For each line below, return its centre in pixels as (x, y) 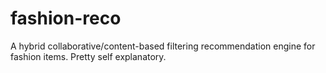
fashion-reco (66, 18)
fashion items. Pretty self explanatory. (88, 56)
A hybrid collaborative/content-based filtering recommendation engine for (163, 46)
